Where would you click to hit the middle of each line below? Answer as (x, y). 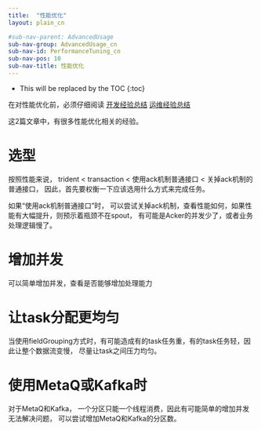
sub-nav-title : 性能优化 (46, 66)
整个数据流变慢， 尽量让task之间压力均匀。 (91, 351)
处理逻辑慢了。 (32, 225)
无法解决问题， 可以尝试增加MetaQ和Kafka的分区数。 (94, 418)
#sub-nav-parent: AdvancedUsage (61, 37)
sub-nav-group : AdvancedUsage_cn (63, 44)
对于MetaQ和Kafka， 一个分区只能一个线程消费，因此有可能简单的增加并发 (129, 408)
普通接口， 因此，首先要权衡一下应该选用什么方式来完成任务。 (109, 188)
